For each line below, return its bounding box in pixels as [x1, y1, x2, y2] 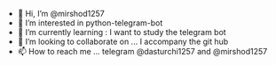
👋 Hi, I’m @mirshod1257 [17, 9, 105, 18]
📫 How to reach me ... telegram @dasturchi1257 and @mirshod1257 [17, 47, 268, 56]
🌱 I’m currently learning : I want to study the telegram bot [17, 27, 226, 37]
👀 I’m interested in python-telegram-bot [17, 18, 163, 28]
